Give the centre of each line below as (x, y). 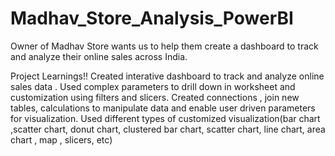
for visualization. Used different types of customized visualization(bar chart (165, 118)
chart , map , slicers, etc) (61, 139)
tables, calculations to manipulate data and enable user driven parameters (163, 108)
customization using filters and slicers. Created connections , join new (155, 97)
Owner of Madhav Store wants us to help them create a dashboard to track (164, 46)
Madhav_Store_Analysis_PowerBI (152, 18)
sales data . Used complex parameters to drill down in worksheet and (153, 86)
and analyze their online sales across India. (99, 56)
